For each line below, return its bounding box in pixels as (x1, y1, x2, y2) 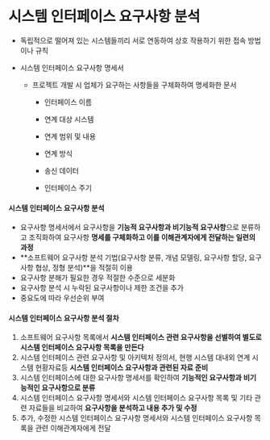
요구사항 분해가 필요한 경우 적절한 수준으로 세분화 (19, 273, 176, 283)
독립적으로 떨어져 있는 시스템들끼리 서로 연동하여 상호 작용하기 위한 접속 (19, 36, 247, 45)
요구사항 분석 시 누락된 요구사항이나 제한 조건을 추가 (19, 283, 184, 293)
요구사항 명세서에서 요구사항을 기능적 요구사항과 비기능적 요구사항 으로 (19, 223, 239, 233)
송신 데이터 (44, 166, 79, 175)
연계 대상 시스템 (44, 114, 94, 124)
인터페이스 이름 (44, 97, 93, 107)
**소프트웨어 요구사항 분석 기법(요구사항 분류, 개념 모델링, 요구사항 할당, (19, 253, 247, 262)
